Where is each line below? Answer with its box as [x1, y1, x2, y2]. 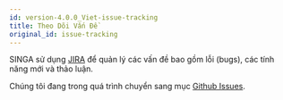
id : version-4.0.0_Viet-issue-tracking [9, 12, 159, 22]
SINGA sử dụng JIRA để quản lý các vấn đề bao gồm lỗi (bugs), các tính [9, 54, 275, 65]
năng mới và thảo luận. [9, 63, 94, 74]
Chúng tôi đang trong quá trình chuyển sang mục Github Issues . [9, 81, 246, 92]
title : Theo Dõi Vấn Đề [9, 21, 99, 30]
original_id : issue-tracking [9, 29, 118, 38]
